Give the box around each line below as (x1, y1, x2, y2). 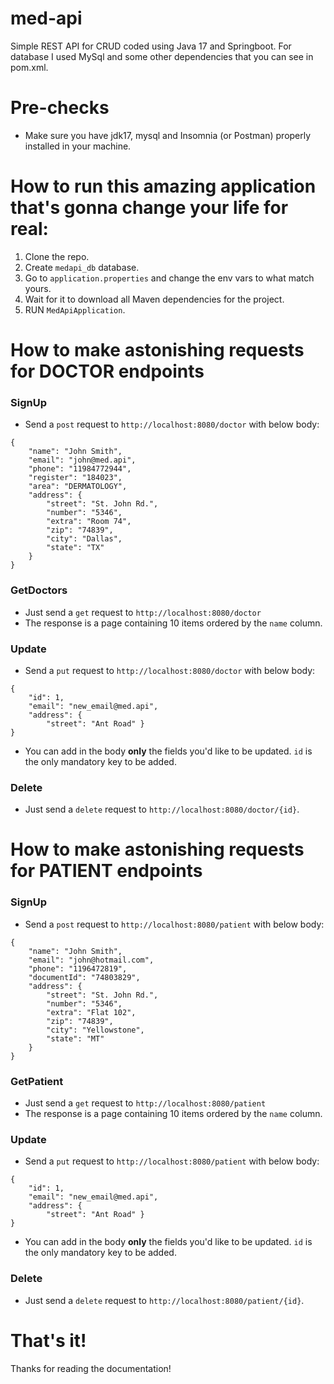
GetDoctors (10, 583, 68, 597)
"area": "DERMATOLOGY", (28, 482, 128, 492)
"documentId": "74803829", (28, 972, 141, 982)
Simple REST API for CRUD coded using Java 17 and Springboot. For (10, 40, 292, 52)
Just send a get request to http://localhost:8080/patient (24, 1097, 267, 1109)
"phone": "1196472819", (28, 963, 128, 974)
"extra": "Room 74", (46, 517, 132, 527)
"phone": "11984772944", (28, 464, 132, 474)
